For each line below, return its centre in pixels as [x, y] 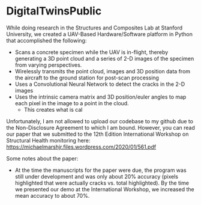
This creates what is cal [53, 109]
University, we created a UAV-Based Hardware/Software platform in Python [100, 34]
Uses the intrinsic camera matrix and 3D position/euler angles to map [100, 97]
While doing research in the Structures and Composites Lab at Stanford [94, 28]
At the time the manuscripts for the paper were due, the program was [101, 170]
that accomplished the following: [46, 40]
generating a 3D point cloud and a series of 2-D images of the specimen [104, 58]
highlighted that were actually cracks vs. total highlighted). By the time [102, 183]
